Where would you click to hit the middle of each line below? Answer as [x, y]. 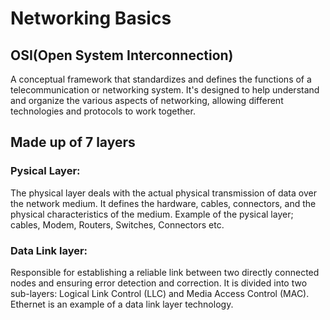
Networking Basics [91, 18]
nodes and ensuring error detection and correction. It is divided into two [159, 283]
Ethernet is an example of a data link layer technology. [122, 304]
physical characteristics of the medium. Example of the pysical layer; [152, 214]
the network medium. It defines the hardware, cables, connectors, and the [163, 203]
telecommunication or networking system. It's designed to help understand [165, 90]
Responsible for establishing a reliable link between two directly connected [165, 272]
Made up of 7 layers [73, 142]
